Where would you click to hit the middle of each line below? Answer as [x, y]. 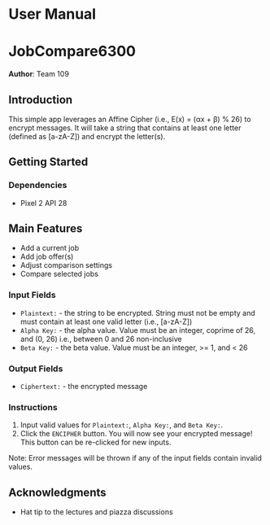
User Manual [52, 14]
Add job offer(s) [47, 256]
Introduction [41, 100]
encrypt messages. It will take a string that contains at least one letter [125, 128]
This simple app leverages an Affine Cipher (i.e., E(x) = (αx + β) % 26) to [130, 119]
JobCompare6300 [72, 52]
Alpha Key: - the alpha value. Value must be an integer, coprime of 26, [138, 330]
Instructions [33, 407]
